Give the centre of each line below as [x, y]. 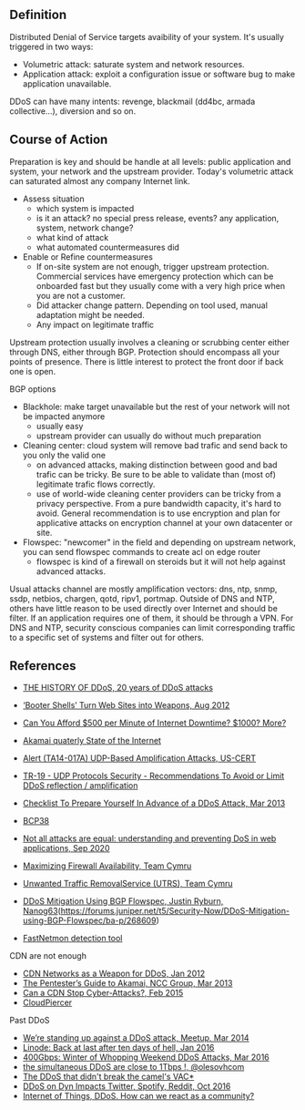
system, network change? [85, 228]
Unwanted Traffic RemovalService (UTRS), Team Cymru [127, 884]
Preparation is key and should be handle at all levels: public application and [150, 161]
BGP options [33, 389]
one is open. [33, 371]
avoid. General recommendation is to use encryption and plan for [158, 513]
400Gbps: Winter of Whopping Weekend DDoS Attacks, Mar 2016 [146, 1057]
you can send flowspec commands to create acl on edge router [142, 551]
